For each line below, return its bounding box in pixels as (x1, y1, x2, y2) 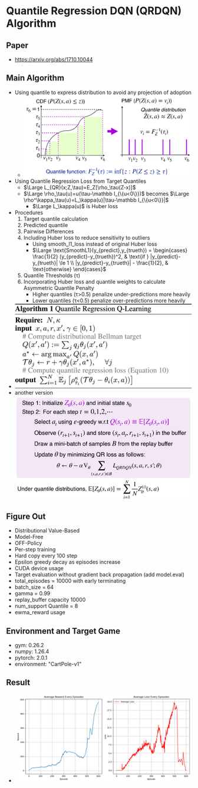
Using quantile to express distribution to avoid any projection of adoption (14, 89, 192, 96)
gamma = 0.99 (14, 590, 51, 597)
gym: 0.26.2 (14, 642, 44, 649)
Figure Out (6, 511, 46, 521)
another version (14, 389, 54, 396)
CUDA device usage (14, 565, 64, 572)
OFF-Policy (14, 540, 42, 547)
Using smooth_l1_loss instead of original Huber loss (32, 240, 157, 247)
